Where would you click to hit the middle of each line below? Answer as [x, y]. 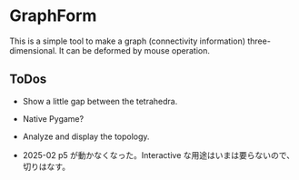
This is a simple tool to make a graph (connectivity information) [128, 41]
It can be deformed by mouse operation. [135, 50]
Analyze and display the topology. [86, 136]
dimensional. [33, 50]
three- [259, 41]
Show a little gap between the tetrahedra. [100, 101]
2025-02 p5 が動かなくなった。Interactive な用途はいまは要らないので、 [159, 155]
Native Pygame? [53, 118]
